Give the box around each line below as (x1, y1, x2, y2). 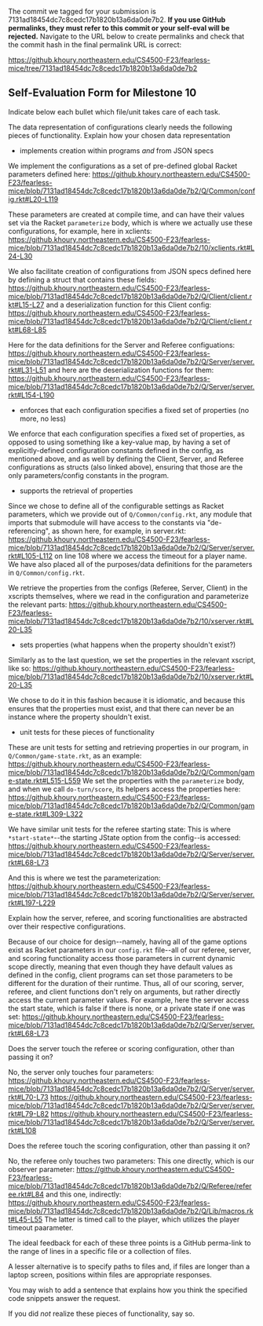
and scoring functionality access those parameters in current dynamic (8, 953, 236, 963)
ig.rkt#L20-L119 (8, 194, 59, 203)
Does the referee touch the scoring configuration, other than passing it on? (8, 1141, 250, 1150)
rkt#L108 (8, 1126, 37, 1135)
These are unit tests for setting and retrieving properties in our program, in (8, 742, 249, 752)
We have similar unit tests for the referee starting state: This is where (8, 824, 232, 834)
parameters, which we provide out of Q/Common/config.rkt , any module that (8, 510, 253, 519)
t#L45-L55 (8, 1215, 43, 1224)
